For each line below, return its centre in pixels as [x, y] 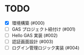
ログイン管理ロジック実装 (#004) [45, 48]
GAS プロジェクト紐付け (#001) [43, 29]
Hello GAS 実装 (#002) [35, 36]
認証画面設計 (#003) [33, 42]
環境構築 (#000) [28, 23]
